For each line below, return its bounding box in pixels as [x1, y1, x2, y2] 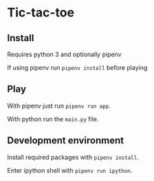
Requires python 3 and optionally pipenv [7, 50, 122, 58]
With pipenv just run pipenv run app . [7, 101, 111, 110]
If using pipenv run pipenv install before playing [7, 64, 148, 71]
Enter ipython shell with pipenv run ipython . [7, 166, 133, 174]
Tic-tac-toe [7, 5, 74, 21]
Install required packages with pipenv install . [7, 153, 139, 161]
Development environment [7, 135, 124, 147]
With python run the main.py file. [7, 114, 99, 123]
